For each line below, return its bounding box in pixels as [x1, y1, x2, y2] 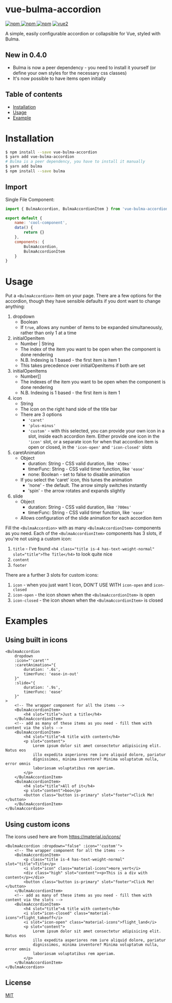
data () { [14, 225, 33, 230]
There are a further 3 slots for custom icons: [5, 572, 99, 578]
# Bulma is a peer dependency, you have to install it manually [5, 159, 145, 165]
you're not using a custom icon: [5, 536, 72, 542]
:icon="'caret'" [14, 658, 50, 663]
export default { [5, 215, 42, 221]
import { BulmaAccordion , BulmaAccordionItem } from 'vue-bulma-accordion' [5, 206, 170, 211]
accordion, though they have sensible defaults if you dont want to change [5, 298, 161, 304]
